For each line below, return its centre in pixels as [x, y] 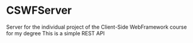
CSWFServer [39, 10]
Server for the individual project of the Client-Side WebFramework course [96, 27]
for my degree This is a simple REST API [56, 33]
